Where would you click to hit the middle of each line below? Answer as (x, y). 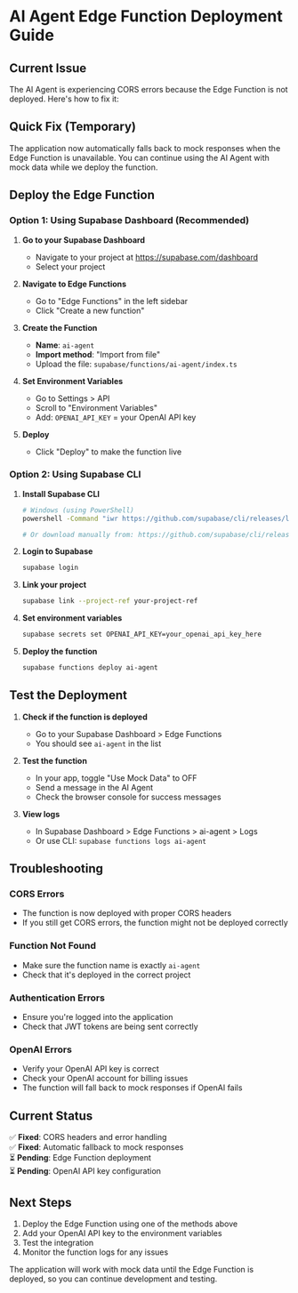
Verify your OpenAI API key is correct (90, 1069)
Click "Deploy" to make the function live (109, 452)
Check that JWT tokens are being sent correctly (110, 1027)
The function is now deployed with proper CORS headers (127, 913)
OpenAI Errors (41, 1049)
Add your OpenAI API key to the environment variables (122, 1233)
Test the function (54, 760)
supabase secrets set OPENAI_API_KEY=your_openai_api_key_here (142, 634)
